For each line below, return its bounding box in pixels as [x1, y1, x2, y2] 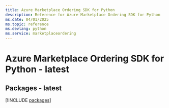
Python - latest [5, 64, 70, 75]
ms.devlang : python [5, 26, 47, 31]
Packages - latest [5, 84, 62, 92]
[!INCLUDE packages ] [5, 97, 51, 103]
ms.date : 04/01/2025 [5, 17, 49, 22]
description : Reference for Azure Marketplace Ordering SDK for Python [5, 12, 160, 17]
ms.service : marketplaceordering [5, 31, 76, 36]
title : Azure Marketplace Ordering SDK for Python [5, 7, 115, 13]
